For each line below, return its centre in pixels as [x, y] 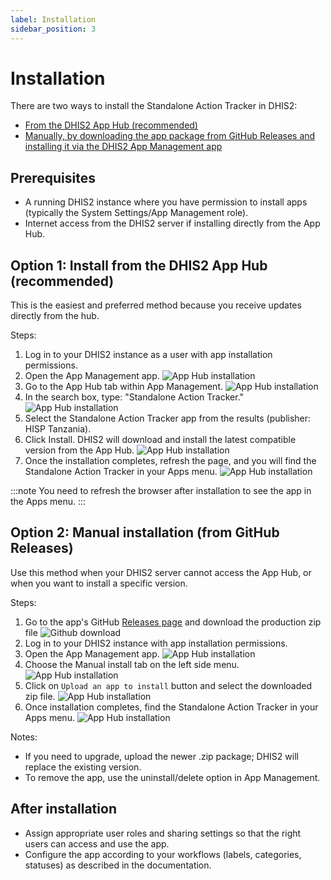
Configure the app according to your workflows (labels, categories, [163, 854]
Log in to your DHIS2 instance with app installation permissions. [156, 643]
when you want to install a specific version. [99, 583]
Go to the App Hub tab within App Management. [124, 387]
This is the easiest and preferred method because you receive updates [156, 305]
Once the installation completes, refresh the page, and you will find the [170, 461]
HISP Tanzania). [58, 429]
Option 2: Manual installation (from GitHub [145, 532]
